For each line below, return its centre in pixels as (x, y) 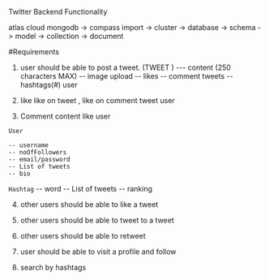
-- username (28, 145)
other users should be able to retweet (83, 236)
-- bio (19, 174)
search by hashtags (53, 267)
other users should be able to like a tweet (89, 205)
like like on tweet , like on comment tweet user (98, 100)
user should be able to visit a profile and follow (98, 252)
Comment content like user (65, 116)
